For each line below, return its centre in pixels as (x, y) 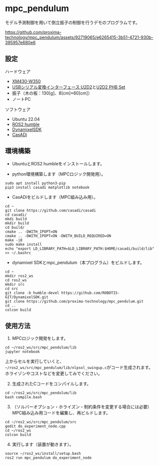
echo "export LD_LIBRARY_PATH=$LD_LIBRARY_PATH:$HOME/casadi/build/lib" (80, 249)
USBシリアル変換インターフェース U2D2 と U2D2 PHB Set (69, 87)
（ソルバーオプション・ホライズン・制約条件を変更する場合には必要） (82, 407)
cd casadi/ (16, 215)
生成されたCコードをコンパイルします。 (51, 384)
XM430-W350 (26, 81)
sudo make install (23, 244)
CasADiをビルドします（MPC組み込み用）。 (55, 197)
